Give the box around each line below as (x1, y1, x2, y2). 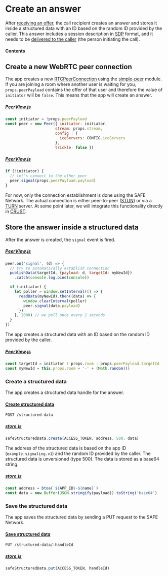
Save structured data (5, 531, 51, 537)
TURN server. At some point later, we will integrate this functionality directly (5, 203, 163, 209)
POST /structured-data (5, 412, 53, 417)
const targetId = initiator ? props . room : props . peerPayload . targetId (5, 361, 159, 367)
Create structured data (5, 401, 55, 407)
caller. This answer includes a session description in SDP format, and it (5, 31, 153, 37)
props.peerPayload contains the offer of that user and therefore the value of (5, 87, 163, 93)
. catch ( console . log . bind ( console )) (14, 275, 90, 280)
